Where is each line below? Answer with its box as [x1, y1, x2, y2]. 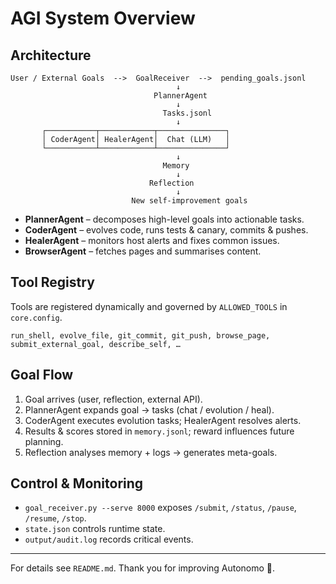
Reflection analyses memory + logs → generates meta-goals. [24, 446, 278, 458]
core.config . [10, 311, 63, 323]
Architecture [10, 47, 92, 64]
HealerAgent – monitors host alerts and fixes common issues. [24, 235, 280, 246]
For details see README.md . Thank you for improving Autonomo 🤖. [10, 562, 276, 574]
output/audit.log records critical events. [24, 533, 194, 546]
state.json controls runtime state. [24, 523, 166, 535]
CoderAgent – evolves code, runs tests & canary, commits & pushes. [24, 224, 309, 236]
